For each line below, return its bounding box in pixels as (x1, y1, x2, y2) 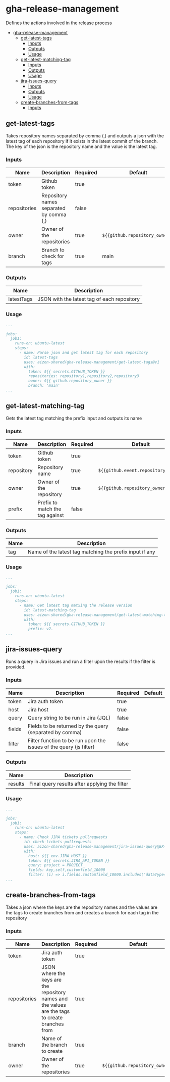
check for (41, 253, 65, 260)
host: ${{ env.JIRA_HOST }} (28, 853, 87, 858)
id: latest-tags (24, 354, 58, 360)
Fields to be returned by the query (27, 723, 108, 730)
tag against (37, 512, 64, 519)
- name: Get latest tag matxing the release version (19, 603, 133, 608)
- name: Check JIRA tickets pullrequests (19, 835, 108, 840)
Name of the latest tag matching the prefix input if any (27, 548, 155, 555)
